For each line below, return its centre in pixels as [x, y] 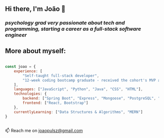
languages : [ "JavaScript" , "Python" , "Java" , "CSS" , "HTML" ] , [78, 89]
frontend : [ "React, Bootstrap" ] [56, 103]
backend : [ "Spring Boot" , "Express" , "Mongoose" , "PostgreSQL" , [89, 99]
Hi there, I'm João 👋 [35, 9]
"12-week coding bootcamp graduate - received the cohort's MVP [89, 80]
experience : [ [28, 71]
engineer [16, 35]
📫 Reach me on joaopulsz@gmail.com [44, 131]
